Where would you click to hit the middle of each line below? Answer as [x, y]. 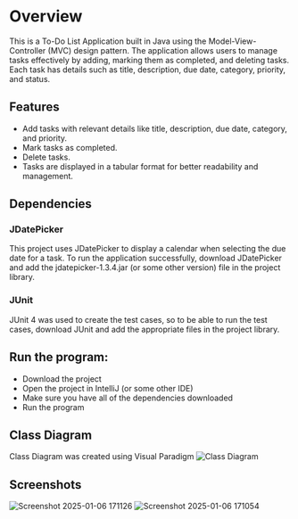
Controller [28, 50]
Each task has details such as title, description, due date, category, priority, [148, 70]
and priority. [45, 138]
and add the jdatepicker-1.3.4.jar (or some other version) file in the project [145, 268]
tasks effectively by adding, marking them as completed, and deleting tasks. [149, 60]
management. [48, 176]
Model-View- [232, 41]
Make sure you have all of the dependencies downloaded [128, 398]
